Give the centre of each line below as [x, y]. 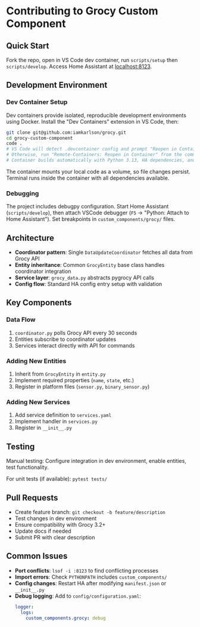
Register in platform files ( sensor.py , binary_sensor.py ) [82, 387]
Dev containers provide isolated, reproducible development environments [96, 115]
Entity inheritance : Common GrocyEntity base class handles [90, 265]
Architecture [30, 238]
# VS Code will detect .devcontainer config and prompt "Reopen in [92, 149]
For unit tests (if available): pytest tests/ [57, 479]
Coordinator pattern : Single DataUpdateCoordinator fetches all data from [104, 253]
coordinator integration [43, 271]
